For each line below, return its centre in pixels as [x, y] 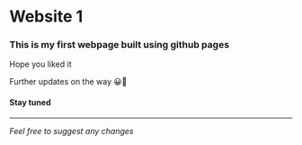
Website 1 [46, 17]
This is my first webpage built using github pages [120, 45]
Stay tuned [30, 103]
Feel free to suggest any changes [71, 131]
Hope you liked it [40, 64]
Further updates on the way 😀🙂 [68, 82]
